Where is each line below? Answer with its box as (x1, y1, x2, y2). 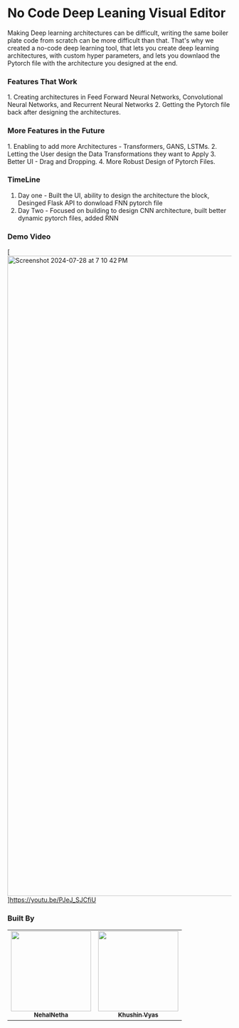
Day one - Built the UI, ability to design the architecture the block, (17, 191, 210, 199)
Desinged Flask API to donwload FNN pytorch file (17, 198, 163, 207)
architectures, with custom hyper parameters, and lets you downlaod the (7, 51, 221, 60)
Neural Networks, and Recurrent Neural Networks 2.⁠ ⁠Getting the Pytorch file (7, 100, 230, 109)
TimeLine (7, 175, 41, 185)
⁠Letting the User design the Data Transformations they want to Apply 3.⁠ (7, 150, 216, 158)
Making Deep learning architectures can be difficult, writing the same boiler (7, 28, 229, 37)
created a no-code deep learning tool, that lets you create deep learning (7, 43, 219, 52)
